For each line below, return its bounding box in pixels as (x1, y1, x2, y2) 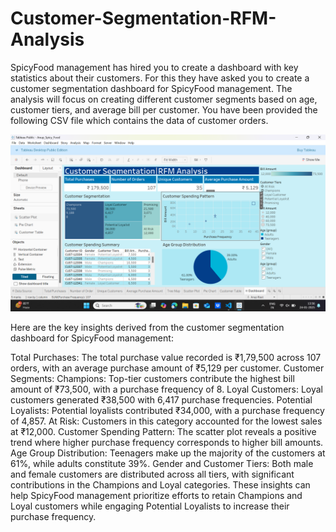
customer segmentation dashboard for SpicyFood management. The (10, 82, 293, 94)
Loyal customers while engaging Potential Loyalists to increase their (10, 500, 290, 512)
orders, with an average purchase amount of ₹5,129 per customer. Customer (10, 362, 325, 374)
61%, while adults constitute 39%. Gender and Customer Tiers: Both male (10, 458, 314, 470)
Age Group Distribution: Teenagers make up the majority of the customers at (10, 447, 326, 459)
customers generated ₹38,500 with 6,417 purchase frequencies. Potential (10, 394, 313, 406)
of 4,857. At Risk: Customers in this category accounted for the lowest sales (10, 415, 323, 427)
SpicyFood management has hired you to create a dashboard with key (10, 61, 299, 73)
